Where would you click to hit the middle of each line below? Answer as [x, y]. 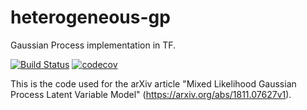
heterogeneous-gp [90, 17]
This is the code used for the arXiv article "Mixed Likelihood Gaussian [153, 83]
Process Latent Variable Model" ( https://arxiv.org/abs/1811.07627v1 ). [151, 94]
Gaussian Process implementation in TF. [93, 45]
